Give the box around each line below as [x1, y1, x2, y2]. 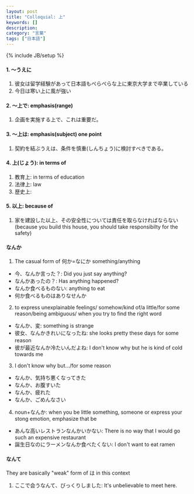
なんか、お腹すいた [14, 381, 61, 389]
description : [6, 25, 38, 31]
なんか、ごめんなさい [14, 396, 66, 403]
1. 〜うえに [6, 66, 32, 73]
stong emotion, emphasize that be [14, 415, 97, 423]
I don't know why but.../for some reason [14, 362, 111, 369]
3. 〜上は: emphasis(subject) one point [6, 131, 102, 138]
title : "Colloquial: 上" [6, 14, 66, 20]
